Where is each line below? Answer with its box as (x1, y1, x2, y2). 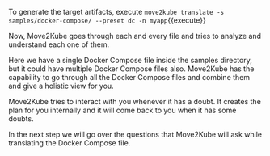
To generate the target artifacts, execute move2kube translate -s (8, 7, 225, 16)
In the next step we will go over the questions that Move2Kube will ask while (8, 129, 263, 139)
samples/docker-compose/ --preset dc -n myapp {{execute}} (8, 15, 206, 25)
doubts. (8, 114, 34, 124)
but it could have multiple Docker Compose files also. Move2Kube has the (8, 64, 255, 74)
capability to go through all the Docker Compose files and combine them (8, 73, 251, 82)
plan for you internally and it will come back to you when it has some (8, 105, 237, 115)
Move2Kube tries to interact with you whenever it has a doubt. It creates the (8, 97, 261, 106)
